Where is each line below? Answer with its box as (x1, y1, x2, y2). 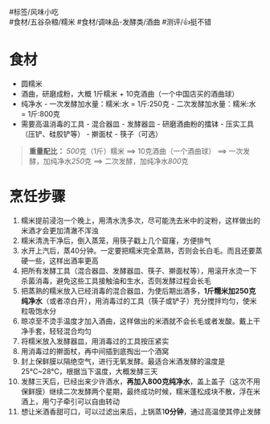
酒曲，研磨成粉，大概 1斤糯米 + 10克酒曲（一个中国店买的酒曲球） (20, 89, 239, 98)
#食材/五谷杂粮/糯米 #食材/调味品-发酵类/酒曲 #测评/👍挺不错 (9, 17, 212, 27)
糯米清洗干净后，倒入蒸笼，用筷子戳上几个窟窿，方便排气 (20, 236, 211, 245)
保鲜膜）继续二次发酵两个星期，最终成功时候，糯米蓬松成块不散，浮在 (20, 386, 254, 396)
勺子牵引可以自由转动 (48, 397, 120, 406)
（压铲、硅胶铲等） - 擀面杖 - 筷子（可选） (20, 129, 163, 138)
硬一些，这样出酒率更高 (20, 256, 99, 266)
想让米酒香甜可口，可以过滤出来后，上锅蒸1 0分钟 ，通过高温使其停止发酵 (20, 406, 261, 416)
